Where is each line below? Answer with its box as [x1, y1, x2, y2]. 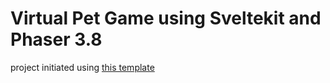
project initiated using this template [10, 61, 155, 73]
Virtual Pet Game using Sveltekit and [10, 7, 322, 30]
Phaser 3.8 [10, 28, 103, 51]
